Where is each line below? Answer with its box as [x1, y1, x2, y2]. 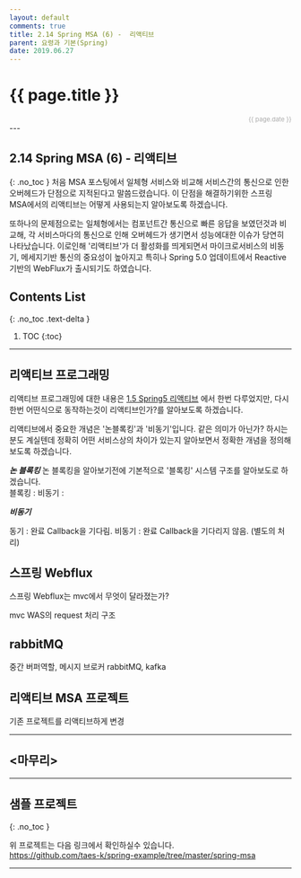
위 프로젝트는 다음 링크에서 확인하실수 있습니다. [9, 839, 175, 850]
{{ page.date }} [247, 115, 292, 124]
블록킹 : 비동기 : [9, 487, 64, 498]
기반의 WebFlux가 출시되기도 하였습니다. [9, 262, 152, 274]
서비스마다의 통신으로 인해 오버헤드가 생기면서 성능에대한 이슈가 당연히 [37, 229, 285, 240]
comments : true [9, 22, 66, 31]
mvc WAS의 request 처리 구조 [9, 610, 116, 620]
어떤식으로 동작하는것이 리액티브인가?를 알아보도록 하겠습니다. [25, 404, 244, 415]
